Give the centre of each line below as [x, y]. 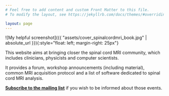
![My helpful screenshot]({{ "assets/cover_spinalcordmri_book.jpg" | [76, 37]
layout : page [19, 23]
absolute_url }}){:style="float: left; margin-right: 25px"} [62, 43]
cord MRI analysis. [24, 78]
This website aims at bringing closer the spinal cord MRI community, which [83, 52]
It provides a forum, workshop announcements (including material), [75, 67]
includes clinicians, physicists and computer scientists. [62, 58]
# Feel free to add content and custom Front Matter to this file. [77, 10]
